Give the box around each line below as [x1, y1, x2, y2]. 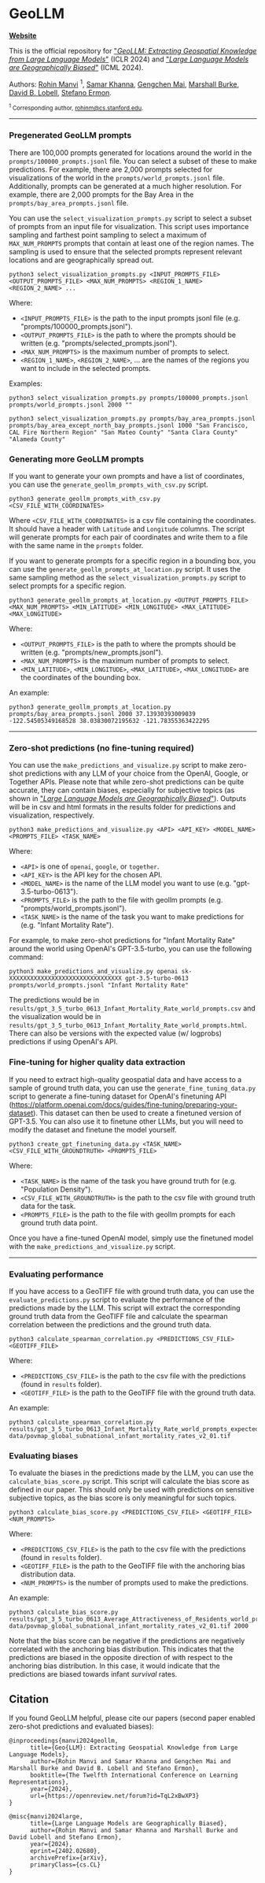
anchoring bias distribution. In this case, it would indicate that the [9, 1661, 220, 1670]
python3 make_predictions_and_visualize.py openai [9, 968, 179, 976]
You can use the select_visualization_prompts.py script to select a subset [9, 213, 252, 223]
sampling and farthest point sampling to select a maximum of [9, 230, 208, 239]
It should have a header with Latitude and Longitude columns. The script [9, 524, 245, 534]
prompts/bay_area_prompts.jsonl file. [9, 198, 129, 207]
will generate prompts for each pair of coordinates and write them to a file [9, 532, 248, 542]
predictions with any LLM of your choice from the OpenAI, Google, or [24, 769, 249, 778]
